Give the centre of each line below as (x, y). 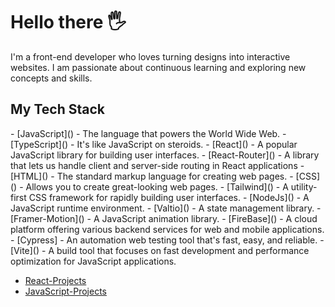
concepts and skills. (51, 78)
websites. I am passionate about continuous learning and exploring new (158, 67)
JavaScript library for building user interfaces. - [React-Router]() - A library (165, 155)
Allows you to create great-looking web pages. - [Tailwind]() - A (157, 186)
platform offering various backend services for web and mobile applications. (167, 229)
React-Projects (55, 280)
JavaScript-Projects (65, 291)
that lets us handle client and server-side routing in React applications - (157, 165)
